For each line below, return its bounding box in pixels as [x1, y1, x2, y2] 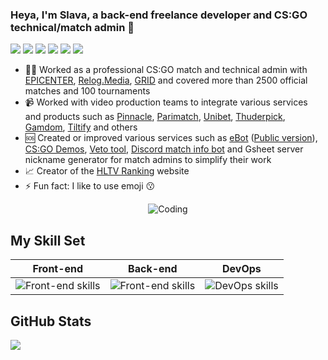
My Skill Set [10, 232, 86, 249]
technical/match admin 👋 [10, 20, 135, 34]
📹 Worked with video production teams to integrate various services [24, 96, 308, 108]
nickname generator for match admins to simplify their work [24, 154, 272, 166]
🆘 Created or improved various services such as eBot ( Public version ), [24, 132, 318, 144]
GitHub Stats [10, 313, 92, 330]
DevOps [222, 262, 262, 276]
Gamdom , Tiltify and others [24, 121, 138, 133]
